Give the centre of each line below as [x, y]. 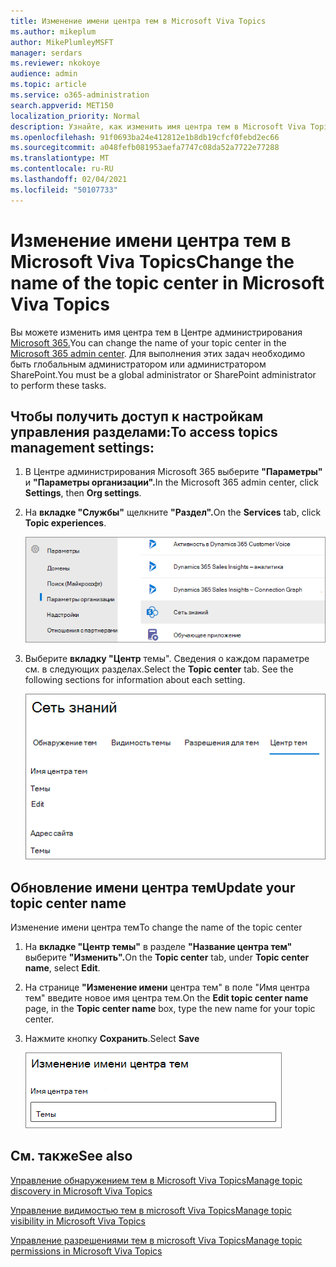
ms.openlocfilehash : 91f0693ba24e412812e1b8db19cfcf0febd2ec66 [145, 137]
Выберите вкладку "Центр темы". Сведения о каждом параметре [167, 658]
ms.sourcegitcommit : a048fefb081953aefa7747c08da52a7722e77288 [145, 148]
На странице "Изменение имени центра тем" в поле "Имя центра [167, 987]
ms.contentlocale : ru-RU [62, 169]
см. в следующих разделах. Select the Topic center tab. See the [159, 669]
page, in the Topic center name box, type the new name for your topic [170, 1008]
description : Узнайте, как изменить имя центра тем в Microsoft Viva [158, 126]
